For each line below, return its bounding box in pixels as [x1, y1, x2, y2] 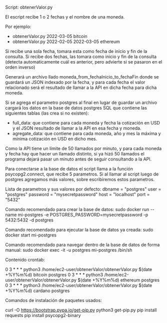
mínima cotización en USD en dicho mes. [12, 136, 97, 141]
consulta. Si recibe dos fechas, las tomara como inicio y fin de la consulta [5, 53, 156, 59]
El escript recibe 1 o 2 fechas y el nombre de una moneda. [5, 14, 125, 19]
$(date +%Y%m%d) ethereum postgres [77, 277, 160, 283]
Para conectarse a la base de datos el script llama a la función [5, 166, 133, 171]
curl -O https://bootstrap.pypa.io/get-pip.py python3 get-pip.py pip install [5, 307, 157, 313]
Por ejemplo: [5, 23, 31, 29]
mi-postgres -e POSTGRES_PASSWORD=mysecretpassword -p [17, 212, 148, 217]
